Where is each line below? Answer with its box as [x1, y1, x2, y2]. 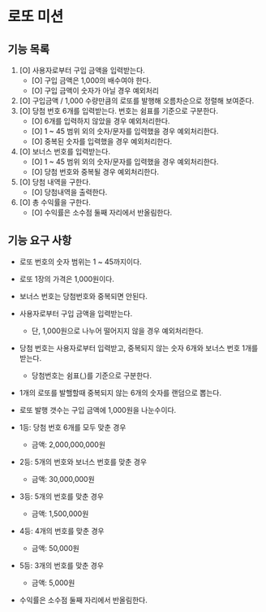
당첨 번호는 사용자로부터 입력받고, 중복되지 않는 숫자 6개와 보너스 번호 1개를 [19, 343, 259, 353]
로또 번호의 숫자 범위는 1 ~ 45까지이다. [19, 257, 143, 267]
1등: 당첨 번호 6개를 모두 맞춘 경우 [19, 422, 127, 432]
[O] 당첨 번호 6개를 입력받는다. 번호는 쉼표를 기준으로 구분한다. [19, 106, 218, 115]
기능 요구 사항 [7, 233, 72, 248]
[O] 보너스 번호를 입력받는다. [19, 147, 111, 156]
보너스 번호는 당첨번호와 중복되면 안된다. [19, 291, 148, 301]
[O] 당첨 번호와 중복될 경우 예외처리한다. [31, 167, 160, 176]
